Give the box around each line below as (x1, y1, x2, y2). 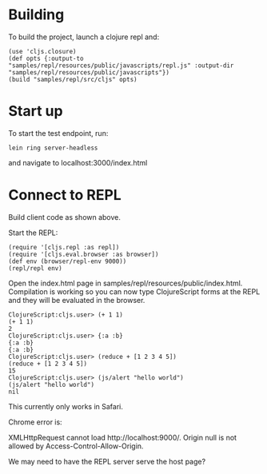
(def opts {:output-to (8, 54, 84, 62)
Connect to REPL (8, 186, 122, 205)
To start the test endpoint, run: (8, 128, 109, 137)
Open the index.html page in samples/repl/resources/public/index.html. (8, 278, 243, 288)
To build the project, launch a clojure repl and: (8, 32, 160, 42)
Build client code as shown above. (8, 212, 122, 221)
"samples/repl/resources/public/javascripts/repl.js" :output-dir (8, 62, 234, 70)
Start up (8, 102, 63, 121)
